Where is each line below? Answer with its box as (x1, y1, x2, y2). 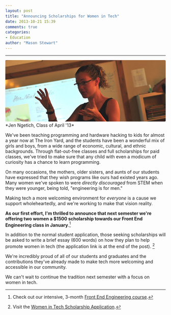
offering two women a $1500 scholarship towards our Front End (5, 215, 143, 221)
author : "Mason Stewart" (5, 41, 58, 46)
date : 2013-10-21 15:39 (5, 19, 56, 24)
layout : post (5, 8, 33, 13)
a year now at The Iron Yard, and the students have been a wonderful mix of (5, 137, 165, 144)
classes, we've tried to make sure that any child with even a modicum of (5, 153, 157, 160)
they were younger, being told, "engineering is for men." (5, 185, 123, 191)
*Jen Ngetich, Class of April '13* (5, 122, 75, 128)
